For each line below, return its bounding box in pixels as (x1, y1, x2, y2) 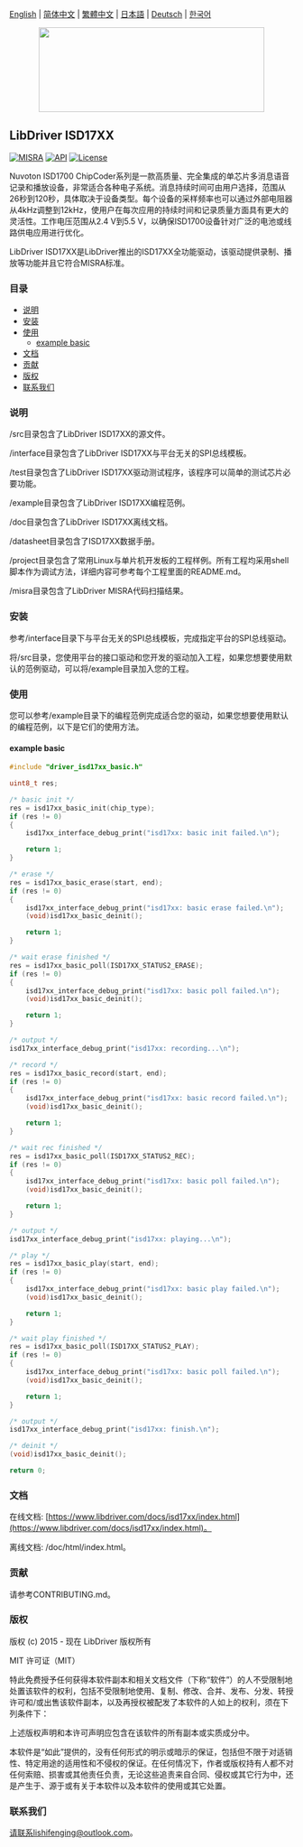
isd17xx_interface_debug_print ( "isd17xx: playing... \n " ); (9, 1234, 232, 1244)
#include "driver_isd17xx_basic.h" (9, 763, 143, 772)
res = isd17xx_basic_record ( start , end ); (9, 1069, 168, 1078)
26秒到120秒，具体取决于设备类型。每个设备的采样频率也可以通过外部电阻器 (9, 193, 293, 204)
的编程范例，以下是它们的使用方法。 (9, 721, 144, 732)
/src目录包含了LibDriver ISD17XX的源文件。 (9, 429, 170, 440)
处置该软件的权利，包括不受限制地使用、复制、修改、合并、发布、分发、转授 (9, 1685, 294, 1696)
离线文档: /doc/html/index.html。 (9, 1542, 131, 1553)
